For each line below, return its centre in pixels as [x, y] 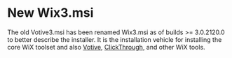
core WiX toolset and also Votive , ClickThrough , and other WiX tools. [106, 47]
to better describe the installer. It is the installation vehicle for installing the [115, 39]
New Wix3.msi [50, 13]
